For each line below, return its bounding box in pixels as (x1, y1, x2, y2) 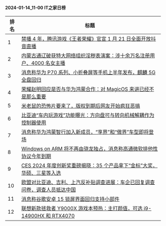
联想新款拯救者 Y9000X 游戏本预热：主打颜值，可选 (21, 205, 143, 212)
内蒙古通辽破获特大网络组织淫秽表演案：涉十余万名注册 (21, 52, 150, 59)
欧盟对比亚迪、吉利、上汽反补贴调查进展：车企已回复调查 (21, 179, 155, 186)
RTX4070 (51, 213, 75, 220)
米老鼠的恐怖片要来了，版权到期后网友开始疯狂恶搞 (21, 102, 140, 109)
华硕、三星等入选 (21, 169, 61, 176)
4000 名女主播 (31, 60, 66, 67)
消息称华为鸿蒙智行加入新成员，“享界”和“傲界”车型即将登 (21, 129, 154, 136)
